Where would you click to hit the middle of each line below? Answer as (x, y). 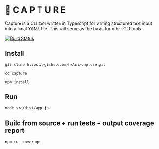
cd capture (16, 73)
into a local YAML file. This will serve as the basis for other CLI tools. (74, 28)
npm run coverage (23, 142)
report (15, 131)
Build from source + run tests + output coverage (80, 123)
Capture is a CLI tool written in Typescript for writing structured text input (79, 23)
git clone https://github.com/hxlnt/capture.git (55, 65)
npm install (17, 82)
